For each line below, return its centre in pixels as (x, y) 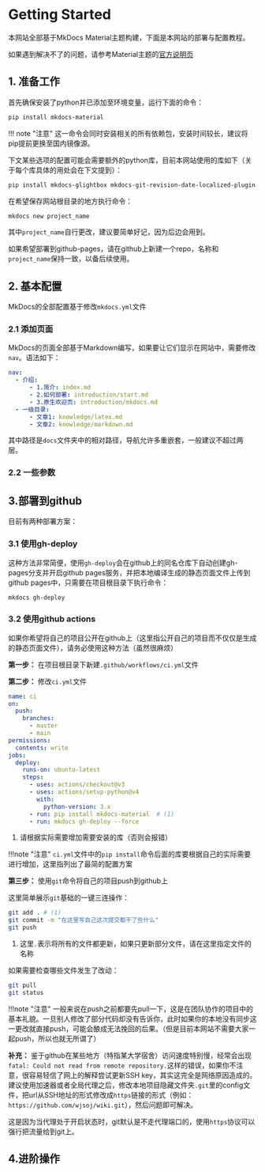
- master (43, 726)
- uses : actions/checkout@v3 (77, 785)
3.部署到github (45, 501)
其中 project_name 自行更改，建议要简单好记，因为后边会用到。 (109, 232)
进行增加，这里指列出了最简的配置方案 (70, 864)
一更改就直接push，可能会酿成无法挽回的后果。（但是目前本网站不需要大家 (129, 1028)
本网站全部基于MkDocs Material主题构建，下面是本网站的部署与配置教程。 (129, 37)
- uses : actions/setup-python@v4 (84, 792)
